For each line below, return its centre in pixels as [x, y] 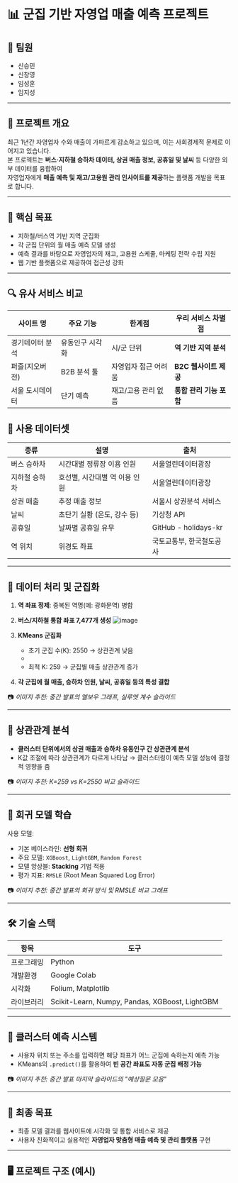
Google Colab [73, 974]
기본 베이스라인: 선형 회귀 [52, 848]
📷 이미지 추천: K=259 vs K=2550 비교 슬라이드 [74, 782]
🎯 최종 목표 [30, 1112]
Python [62, 962]
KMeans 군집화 [40, 635]
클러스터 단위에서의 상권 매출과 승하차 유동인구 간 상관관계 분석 [103, 748]
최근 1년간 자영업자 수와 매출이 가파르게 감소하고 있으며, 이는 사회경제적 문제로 [115, 142]
